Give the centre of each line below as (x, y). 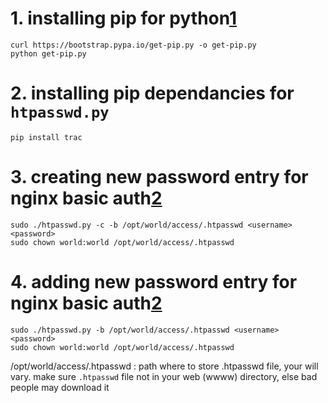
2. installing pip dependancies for (152, 93)
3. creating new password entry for (159, 177)
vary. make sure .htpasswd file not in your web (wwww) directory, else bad (164, 376)
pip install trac (46, 137)
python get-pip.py (48, 53)
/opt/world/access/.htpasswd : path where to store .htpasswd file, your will (164, 366)
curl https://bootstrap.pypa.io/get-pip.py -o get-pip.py (133, 45)
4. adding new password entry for (154, 282)
